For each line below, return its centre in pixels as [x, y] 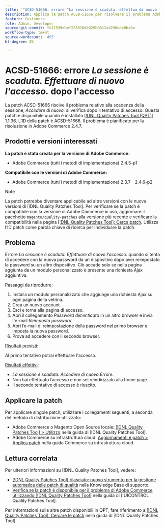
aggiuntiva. [16, 275]
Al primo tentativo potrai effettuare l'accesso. [51, 356]
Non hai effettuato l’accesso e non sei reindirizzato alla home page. [80, 380]
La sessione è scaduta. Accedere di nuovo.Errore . [63, 374]
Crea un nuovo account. [37, 305]
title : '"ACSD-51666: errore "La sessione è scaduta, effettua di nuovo [81, 10]
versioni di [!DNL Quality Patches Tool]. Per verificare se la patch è [72, 206]
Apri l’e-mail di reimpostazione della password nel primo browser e [80, 326]
